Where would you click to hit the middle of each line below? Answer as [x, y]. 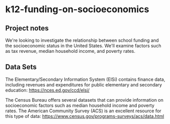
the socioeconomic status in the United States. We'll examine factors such [83, 46]
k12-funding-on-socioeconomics [77, 9]
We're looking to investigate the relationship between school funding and [82, 40]
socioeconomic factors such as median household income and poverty [80, 105]
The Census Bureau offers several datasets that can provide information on [84, 100]
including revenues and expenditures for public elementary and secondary [84, 84]
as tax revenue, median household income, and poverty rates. [70, 51]
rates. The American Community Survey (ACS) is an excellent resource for [83, 111]
